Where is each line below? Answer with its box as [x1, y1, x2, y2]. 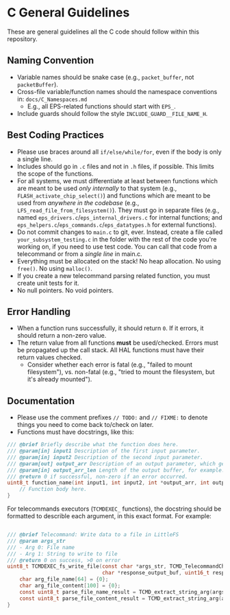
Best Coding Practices [7, 129, 104, 141]
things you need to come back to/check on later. [16, 421, 154, 429]
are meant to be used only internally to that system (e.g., [16, 184, 177, 192]
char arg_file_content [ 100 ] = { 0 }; [19, 582, 121, 590]
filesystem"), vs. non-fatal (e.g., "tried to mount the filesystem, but [27, 368, 215, 376]
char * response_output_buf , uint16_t [101, 570, 210, 577]
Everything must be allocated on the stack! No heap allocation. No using [16, 257, 221, 265]
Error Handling [7, 305, 71, 317]
